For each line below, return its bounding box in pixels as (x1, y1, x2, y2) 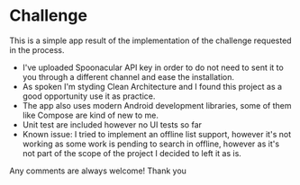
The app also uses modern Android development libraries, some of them (22, 100, 292, 110)
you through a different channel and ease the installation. (22, 71, 234, 82)
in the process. (9, 44, 65, 55)
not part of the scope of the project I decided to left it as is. (22, 147, 241, 158)
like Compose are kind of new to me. (22, 110, 159, 120)
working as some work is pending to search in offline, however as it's (22, 138, 280, 149)
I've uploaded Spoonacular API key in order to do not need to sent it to (22, 62, 284, 73)
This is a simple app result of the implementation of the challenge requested (9, 35, 292, 46)
